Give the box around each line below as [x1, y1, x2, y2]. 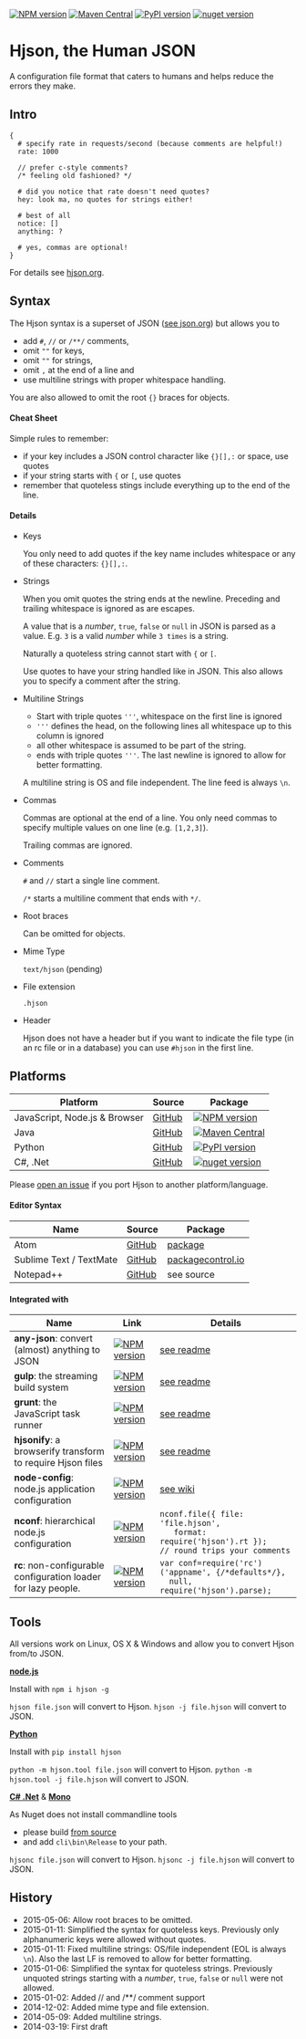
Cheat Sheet [9, 413, 57, 423]
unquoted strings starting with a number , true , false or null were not [22, 1972, 284, 1983]
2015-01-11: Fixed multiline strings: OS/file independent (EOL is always [22, 1943, 287, 1954]
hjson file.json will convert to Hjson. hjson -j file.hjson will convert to [9, 1701, 287, 1711]
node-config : [14, 1471, 75, 1484]
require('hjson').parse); [159, 1585, 272, 1596]
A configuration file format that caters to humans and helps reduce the [9, 70, 274, 81]
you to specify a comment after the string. [22, 675, 180, 686]
